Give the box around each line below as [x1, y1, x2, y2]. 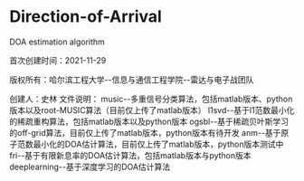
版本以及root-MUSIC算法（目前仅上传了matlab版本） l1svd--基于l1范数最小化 [9, 104, 295, 115]
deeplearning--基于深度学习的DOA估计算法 [9, 161, 170, 172]
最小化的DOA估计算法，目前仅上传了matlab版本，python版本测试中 [33, 138, 284, 149]
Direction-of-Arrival [9, 6, 163, 27]
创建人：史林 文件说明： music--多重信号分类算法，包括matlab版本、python [9, 93, 293, 104]
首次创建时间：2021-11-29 [9, 54, 107, 65]
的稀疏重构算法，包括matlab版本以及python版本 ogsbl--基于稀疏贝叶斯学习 [9, 116, 290, 127]
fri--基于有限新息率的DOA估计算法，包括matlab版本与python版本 [9, 149, 252, 160]
